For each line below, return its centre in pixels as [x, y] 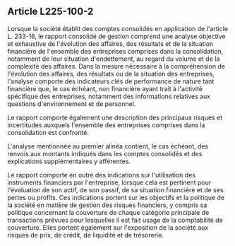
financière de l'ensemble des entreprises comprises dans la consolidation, [115, 51]
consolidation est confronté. [48, 132]
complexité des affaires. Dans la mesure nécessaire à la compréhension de [116, 66]
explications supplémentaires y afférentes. [69, 161]
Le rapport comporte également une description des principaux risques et [115, 117]
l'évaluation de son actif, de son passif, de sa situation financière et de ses [115, 189]
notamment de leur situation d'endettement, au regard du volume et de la [114, 59]
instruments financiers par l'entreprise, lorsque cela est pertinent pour [109, 182]
